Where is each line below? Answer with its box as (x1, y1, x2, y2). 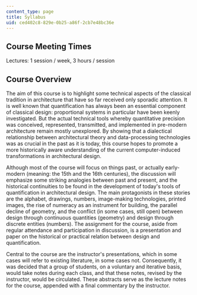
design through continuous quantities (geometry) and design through (6, 214, 174, 221)
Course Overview (6, 74, 72, 84)
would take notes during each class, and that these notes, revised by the (6, 270, 182, 276)
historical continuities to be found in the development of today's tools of (6, 183, 181, 189)
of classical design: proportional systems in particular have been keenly (6, 109, 181, 116)
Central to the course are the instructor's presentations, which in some (6, 251, 178, 257)
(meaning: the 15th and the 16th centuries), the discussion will (26, 171, 176, 177)
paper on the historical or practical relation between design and (6, 233, 160, 240)
